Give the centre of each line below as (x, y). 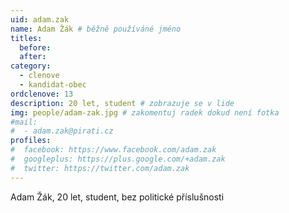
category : (31, 66)
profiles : (31, 141)
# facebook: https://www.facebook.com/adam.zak (113, 150)
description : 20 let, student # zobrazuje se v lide (122, 103)
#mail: (24, 122)
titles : (26, 38)
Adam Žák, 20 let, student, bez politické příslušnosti (117, 197)
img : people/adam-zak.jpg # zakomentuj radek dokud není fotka (145, 112)
